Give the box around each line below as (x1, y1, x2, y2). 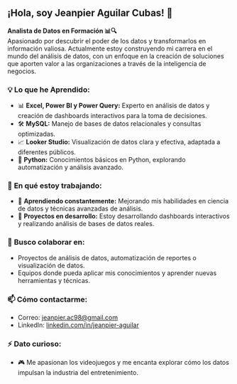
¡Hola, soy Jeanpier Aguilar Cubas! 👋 (7, 7, 173, 19)
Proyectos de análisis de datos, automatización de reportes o (17, 253, 197, 262)
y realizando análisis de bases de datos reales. (17, 220, 155, 228)
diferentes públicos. (17, 148, 77, 156)
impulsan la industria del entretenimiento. (17, 368, 138, 377)
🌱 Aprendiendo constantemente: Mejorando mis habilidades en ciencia (17, 197, 229, 206)
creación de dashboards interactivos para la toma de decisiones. (17, 112, 207, 120)
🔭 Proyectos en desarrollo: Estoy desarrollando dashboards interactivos (17, 212, 230, 220)
